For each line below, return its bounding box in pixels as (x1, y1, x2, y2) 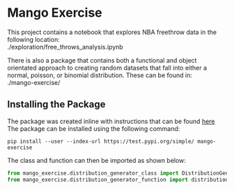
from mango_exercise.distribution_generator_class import (7, 169, 179, 177)
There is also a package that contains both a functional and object (7, 56, 197, 64)
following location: (7, 35, 61, 43)
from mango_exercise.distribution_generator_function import (7, 176, 189, 183)
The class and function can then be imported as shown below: (7, 156, 187, 164)
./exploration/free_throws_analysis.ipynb (7, 42, 123, 51)
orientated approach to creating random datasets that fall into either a (7, 63, 208, 72)
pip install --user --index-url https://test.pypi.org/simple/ (7, 138, 195, 145)
